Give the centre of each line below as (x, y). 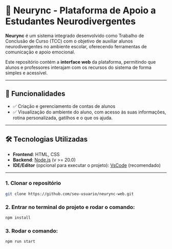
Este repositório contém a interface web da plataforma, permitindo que (81, 62)
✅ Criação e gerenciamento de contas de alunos (64, 106)
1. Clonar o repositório (33, 183)
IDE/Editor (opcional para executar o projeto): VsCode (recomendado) (87, 165)
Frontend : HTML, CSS (36, 154)
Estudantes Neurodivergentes (71, 21)
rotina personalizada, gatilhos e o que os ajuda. (62, 118)
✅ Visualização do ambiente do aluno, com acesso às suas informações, (89, 112)
